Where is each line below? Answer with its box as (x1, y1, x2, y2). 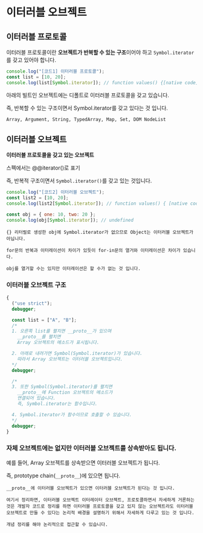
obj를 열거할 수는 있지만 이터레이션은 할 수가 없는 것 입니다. (6, 265, 141, 271)
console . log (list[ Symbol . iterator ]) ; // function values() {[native (6, 79, 182, 85)
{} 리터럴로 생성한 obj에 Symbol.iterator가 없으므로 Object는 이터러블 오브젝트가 (6, 229, 194, 235)
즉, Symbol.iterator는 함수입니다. (17, 401, 98, 407)
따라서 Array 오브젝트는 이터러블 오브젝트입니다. (17, 356, 123, 362)
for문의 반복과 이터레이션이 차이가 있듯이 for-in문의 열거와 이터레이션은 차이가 (6, 247, 181, 253)
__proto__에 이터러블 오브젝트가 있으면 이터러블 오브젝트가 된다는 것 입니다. (6, 485, 175, 491)
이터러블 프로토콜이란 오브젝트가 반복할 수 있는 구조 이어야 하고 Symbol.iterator (6, 49, 195, 56)
